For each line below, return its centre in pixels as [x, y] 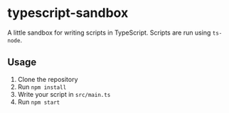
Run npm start [39, 102]
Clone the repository [48, 79]
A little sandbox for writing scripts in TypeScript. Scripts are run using [109, 32]
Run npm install [42, 87]
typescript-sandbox [68, 13]
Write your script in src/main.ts [64, 94]
